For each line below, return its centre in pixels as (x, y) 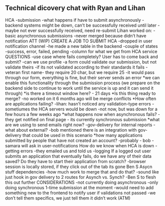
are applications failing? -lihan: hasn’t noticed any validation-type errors (78, 103)
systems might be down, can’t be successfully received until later (90, 25)
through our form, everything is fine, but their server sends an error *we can (82, 77)
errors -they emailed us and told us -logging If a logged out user (86, 151)
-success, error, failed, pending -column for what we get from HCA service (81, 51)
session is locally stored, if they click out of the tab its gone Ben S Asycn (79, 167)
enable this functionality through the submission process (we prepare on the (82, 83)
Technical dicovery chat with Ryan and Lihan (75, 8)
